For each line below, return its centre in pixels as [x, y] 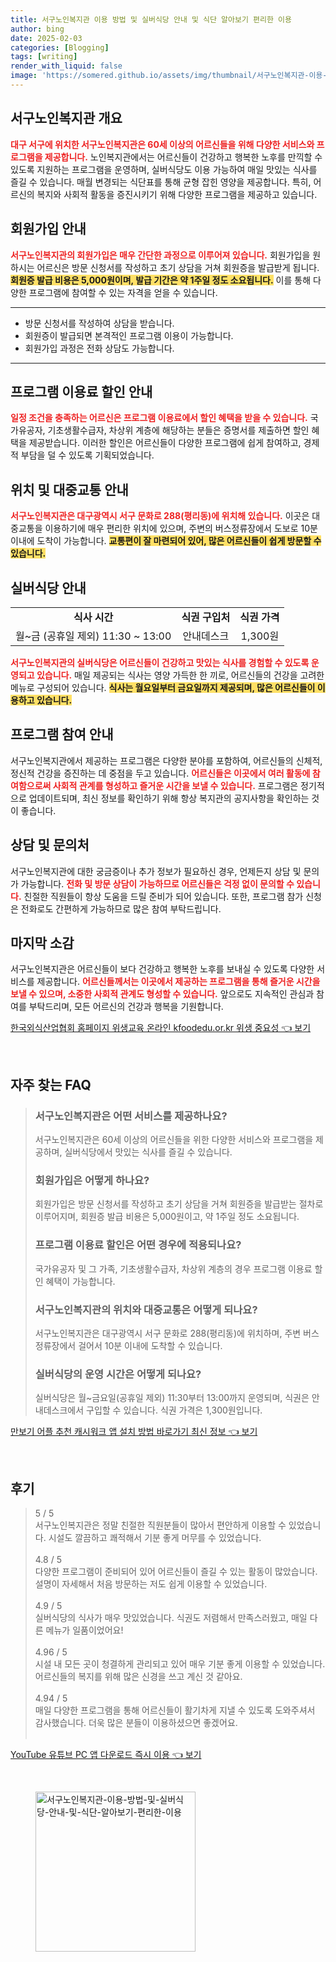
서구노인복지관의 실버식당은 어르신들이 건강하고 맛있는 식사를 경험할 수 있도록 [160, 662]
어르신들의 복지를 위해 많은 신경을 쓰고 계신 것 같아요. [138, 1677]
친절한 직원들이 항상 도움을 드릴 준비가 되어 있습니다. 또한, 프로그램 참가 [163, 896]
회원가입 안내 [48, 229]
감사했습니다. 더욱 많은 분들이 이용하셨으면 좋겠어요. [136, 1723]
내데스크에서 [59, 1410]
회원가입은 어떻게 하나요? [92, 1180]
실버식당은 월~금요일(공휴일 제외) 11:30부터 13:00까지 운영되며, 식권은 [172, 1398]
